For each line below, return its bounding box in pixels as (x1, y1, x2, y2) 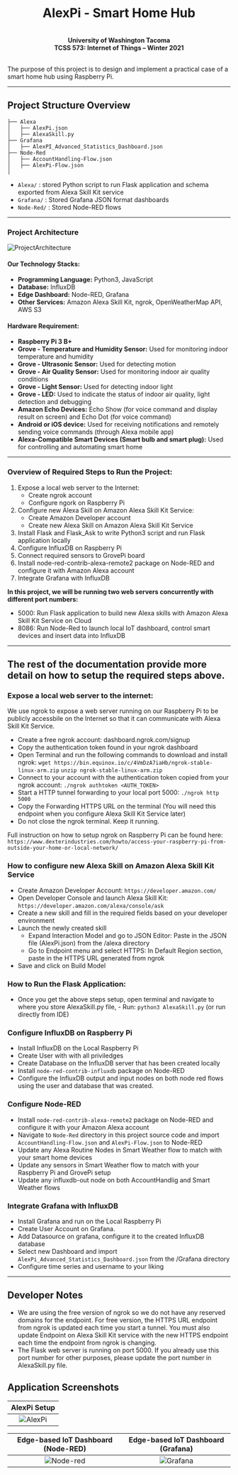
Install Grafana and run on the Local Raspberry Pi (17, 1217, 161, 1226)
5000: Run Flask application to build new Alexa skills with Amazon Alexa (17, 608, 229, 617)
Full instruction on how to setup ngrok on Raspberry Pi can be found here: (7, 831, 223, 839)
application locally (17, 536, 71, 544)
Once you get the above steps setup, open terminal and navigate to (17, 995, 215, 1004)
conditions (17, 375, 49, 383)
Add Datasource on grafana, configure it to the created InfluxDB (17, 1232, 205, 1240)
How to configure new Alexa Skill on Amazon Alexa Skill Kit (7, 861, 215, 871)
